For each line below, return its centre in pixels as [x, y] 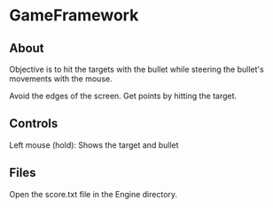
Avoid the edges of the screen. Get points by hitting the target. [123, 96]
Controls [34, 123]
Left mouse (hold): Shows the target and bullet [94, 145]
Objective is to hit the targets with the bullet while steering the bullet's [136, 69]
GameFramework [74, 15]
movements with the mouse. [61, 79]
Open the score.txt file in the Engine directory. [94, 194]
